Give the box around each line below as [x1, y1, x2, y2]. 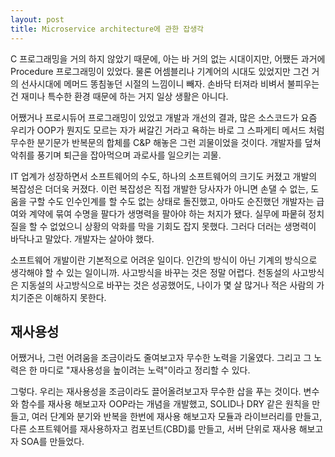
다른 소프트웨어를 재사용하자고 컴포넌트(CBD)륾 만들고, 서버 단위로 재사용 [10, 423, 297, 435]
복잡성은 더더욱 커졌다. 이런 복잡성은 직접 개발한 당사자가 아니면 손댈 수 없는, [10, 182, 309, 195]
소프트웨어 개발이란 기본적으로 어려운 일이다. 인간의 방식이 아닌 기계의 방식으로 [10, 254, 318, 266]
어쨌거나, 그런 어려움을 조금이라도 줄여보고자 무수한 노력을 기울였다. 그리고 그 [10, 352, 312, 364]
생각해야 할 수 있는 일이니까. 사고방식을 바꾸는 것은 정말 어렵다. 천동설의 [10, 266, 290, 278]
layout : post [10, 14, 65, 25]
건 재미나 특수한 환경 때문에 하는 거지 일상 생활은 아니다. [10, 90, 229, 102]
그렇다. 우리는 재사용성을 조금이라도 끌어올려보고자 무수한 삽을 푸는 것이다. [10, 386, 302, 398]
